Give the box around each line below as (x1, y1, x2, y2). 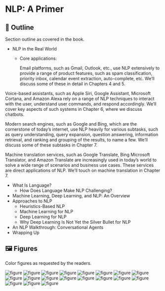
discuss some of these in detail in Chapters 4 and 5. (19, 81, 126, 87)
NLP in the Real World (12, 46, 57, 51)
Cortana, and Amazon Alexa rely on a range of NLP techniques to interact (5, 96, 155, 101)
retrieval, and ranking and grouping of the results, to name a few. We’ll (5, 137, 148, 143)
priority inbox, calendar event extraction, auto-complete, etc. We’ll (19, 76, 155, 81)
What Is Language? (12, 182, 52, 188)
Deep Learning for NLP (19, 214, 67, 220)
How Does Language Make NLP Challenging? (19, 188, 112, 194)
